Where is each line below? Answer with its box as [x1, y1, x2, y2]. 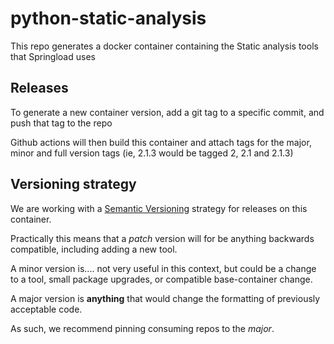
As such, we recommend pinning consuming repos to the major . [10, 322, 275, 334]
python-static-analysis [10, 7, 207, 30]
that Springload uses [10, 50, 96, 62]
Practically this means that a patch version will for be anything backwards [10, 232, 315, 244]
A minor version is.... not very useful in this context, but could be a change [10, 262, 317, 274]
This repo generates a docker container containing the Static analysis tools [10, 40, 319, 52]
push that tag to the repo [10, 117, 113, 129]
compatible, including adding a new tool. [10, 243, 178, 255]
